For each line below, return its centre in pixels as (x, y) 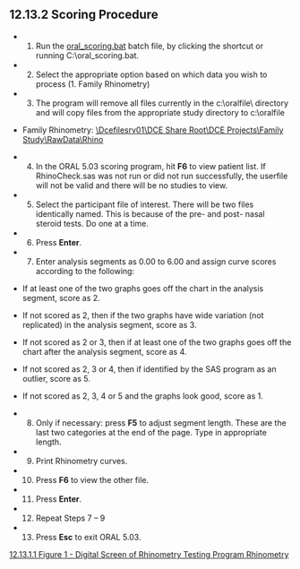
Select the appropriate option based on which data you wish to (151, 74)
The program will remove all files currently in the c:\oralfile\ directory (162, 103)
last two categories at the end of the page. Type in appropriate (151, 432)
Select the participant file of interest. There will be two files (145, 204)
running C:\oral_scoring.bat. (87, 55)
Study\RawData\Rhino (63, 139)
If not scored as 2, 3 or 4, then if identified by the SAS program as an (149, 369)
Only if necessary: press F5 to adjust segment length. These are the (161, 422)
